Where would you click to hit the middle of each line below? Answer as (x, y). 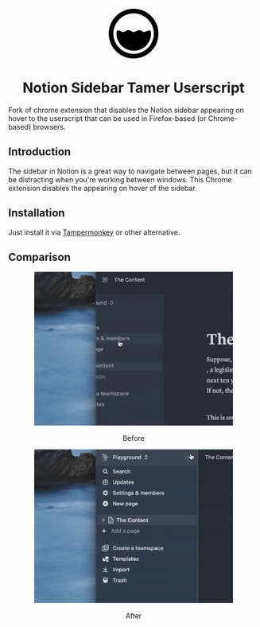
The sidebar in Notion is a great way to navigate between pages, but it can (130, 171)
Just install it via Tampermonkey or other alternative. (94, 232)
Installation (37, 213)
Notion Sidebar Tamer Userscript (134, 88)
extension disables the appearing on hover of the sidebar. (103, 188)
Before (134, 438)
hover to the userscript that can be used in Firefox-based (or (107, 118)
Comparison (40, 257)
